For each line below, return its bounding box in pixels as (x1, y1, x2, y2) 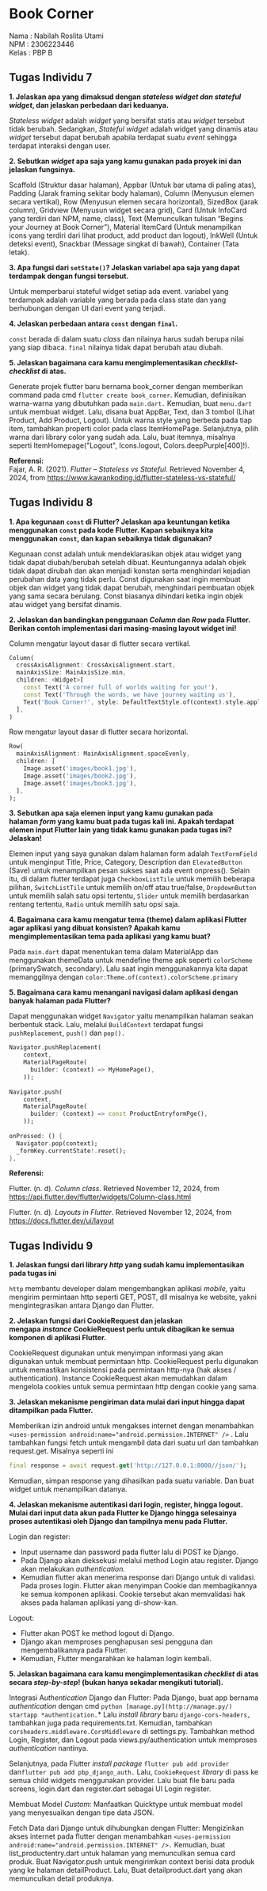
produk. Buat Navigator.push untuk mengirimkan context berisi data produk (9, 1857, 255, 1866)
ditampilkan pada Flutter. (9, 1406, 93, 1415)
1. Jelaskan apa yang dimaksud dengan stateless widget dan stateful (9, 92, 242, 101)
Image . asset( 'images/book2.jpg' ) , (23, 772, 137, 780)
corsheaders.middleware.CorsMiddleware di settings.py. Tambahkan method (9, 1727, 255, 1736)
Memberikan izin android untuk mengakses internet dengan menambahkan (9, 1421, 254, 1431)
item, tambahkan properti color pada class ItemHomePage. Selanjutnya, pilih (9, 423, 259, 433)
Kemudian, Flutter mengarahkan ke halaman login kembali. (20, 1654, 212, 1664)
